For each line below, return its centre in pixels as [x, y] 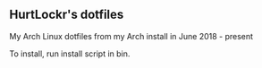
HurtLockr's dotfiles [67, 15]
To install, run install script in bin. [70, 54]
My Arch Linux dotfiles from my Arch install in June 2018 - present [131, 36]
